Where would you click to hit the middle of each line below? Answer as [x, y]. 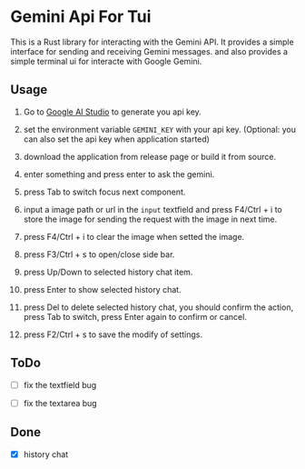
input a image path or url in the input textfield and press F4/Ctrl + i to [152, 209]
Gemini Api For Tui [81, 17]
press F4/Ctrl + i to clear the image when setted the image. [134, 236]
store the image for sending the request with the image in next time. [150, 219]
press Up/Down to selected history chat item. [108, 272]
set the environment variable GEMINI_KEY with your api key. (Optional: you [160, 129]
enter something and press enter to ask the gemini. [119, 174]
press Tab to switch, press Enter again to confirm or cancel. [135, 316]
